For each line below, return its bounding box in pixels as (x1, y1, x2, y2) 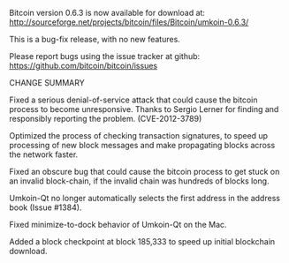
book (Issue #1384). (9, 202, 82, 213)
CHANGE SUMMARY (9, 78, 86, 87)
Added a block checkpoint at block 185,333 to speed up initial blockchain (9, 237, 276, 246)
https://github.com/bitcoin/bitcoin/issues (9, 61, 157, 71)
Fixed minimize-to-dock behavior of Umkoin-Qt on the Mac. (9, 220, 227, 229)
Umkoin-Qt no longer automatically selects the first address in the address (9, 193, 281, 203)
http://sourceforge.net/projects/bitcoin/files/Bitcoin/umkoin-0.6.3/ (9, 17, 249, 27)
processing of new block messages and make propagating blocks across (9, 140, 276, 150)
